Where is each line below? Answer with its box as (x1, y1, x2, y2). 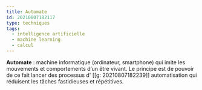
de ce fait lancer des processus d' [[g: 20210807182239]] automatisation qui (6, 71, 197, 79)
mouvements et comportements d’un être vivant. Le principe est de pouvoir (6, 65, 195, 72)
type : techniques (6, 20, 50, 26)
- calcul (11, 43, 34, 49)
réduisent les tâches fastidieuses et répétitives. (6, 77, 124, 85)
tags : (6, 25, 20, 32)
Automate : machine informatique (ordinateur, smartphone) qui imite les (6, 58, 186, 66)
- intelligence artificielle (11, 31, 85, 37)
